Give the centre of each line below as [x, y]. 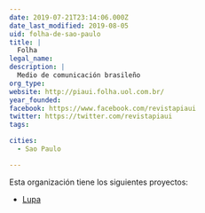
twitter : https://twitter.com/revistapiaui [91, 116]
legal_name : [31, 59]
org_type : [28, 83]
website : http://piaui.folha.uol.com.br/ [87, 91]
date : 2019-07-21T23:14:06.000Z [69, 17]
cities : [24, 141]
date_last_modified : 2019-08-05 [69, 26]
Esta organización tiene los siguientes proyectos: [99, 182]
